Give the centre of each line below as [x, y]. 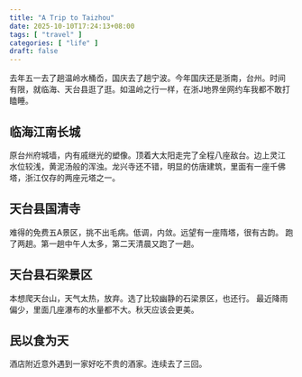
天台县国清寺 [45, 209]
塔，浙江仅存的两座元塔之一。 [64, 178]
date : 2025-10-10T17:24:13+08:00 [72, 26]
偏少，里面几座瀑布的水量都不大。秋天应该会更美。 [104, 309]
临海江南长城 [45, 132]
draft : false [34, 51]
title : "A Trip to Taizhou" [62, 18]
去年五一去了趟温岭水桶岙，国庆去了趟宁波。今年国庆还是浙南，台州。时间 [147, 78]
